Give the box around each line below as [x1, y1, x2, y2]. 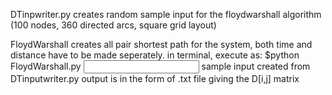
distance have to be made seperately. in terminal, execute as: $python [10, 49, 300, 61]
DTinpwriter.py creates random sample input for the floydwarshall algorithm [10, 9, 322, 20]
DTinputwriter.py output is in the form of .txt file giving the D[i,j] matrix [10, 73, 300, 84]
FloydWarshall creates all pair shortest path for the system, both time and [10, 39, 313, 50]
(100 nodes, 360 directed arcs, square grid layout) [10, 19, 217, 31]
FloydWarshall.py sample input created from [10, 60, 311, 72]
